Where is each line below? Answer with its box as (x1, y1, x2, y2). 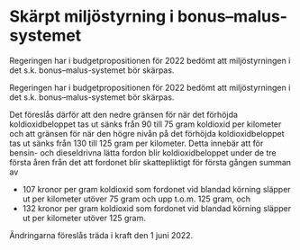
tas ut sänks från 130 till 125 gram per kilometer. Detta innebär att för (9, 138, 264, 148)
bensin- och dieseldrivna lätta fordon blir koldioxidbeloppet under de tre (9, 147, 277, 158)
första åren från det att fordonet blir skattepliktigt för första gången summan (9, 156, 291, 167)
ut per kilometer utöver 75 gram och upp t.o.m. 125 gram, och (22, 193, 250, 204)
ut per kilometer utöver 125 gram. (22, 212, 146, 223)
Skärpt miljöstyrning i (9, 6, 174, 27)
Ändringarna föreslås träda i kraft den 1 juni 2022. (9, 229, 194, 240)
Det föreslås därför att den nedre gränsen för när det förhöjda (9, 109, 239, 120)
